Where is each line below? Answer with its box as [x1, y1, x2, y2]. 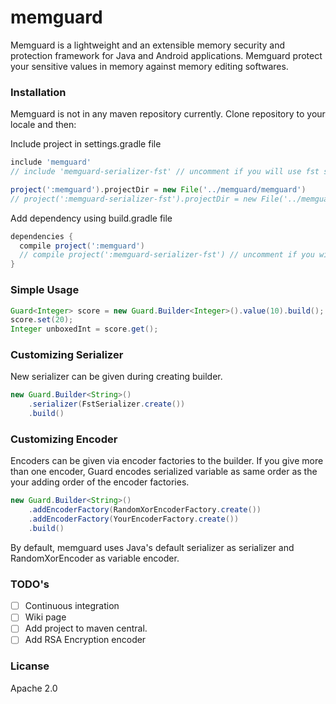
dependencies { [10, 231, 74, 241]
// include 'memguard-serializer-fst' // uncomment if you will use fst [10, 167, 320, 177]
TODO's [10, 577, 50, 591]
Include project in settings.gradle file [10, 138, 162, 150]
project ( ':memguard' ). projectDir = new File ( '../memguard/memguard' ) [10, 184, 307, 195]
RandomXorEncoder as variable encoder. [10, 552, 180, 564]
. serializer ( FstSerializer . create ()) [28, 399, 186, 410]
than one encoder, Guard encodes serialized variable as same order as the [10, 466, 318, 478]
